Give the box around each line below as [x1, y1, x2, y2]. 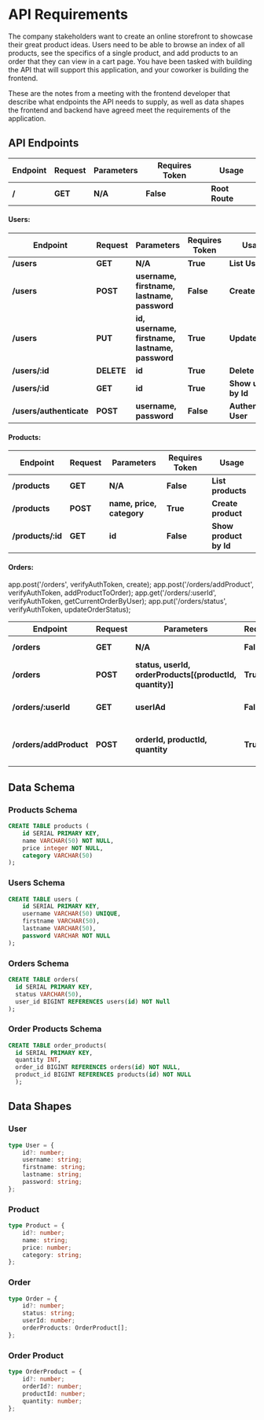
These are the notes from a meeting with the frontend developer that [8, 88, 230, 98]
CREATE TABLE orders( [8, 976, 79, 984]
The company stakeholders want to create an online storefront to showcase [8, 31, 254, 41]
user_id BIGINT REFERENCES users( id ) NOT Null [15, 997, 170, 1005]
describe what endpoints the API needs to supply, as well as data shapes [8, 97, 245, 106]
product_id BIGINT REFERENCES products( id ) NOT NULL [15, 1071, 192, 1079]
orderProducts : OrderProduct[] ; [22, 1324, 128, 1332]
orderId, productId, [134, 734, 207, 745]
